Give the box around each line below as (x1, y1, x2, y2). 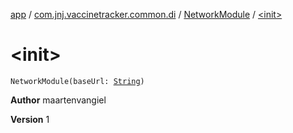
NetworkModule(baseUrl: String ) (10, 76, 145, 86)
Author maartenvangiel (10, 94, 107, 106)
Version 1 (10, 113, 50, 125)
